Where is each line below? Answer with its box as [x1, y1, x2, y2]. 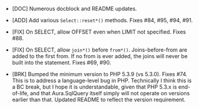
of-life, [11, 90, 29, 96]
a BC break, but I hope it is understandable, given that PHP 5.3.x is [11, 83, 177, 90]
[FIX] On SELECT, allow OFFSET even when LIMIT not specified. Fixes [11, 28, 186, 35]
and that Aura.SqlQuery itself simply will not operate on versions [30, 90, 190, 96]
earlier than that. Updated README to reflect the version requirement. [11, 96, 186, 103]
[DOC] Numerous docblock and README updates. [11, 5, 137, 12]
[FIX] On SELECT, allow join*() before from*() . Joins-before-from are [11, 46, 188, 53]
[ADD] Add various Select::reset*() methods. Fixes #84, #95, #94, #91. [11, 17, 193, 23]
